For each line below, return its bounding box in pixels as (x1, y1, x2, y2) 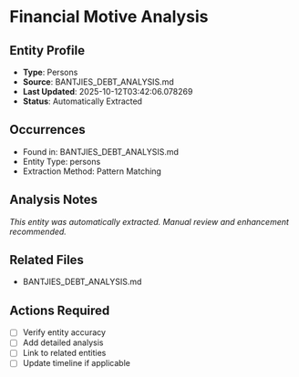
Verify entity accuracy (22, 327, 107, 338)
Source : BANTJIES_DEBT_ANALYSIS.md (22, 76, 175, 87)
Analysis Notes (9, 192, 98, 208)
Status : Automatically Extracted (22, 96, 143, 107)
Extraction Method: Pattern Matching (22, 166, 162, 177)
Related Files (9, 252, 85, 268)
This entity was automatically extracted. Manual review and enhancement (9, 216, 290, 227)
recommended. (9, 226, 67, 237)
